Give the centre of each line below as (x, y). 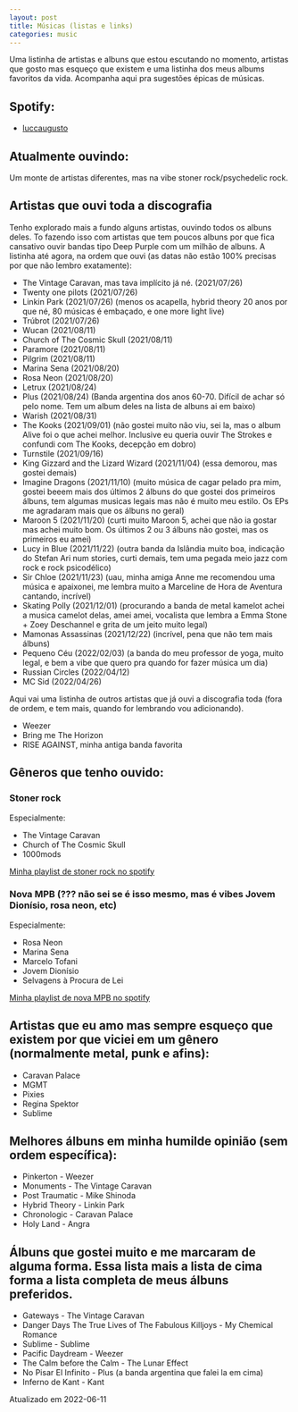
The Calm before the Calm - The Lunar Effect (105, 1363)
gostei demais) (50, 472)
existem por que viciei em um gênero (114, 1040)
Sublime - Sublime (56, 1344)
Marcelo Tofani (50, 961)
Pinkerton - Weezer (58, 1177)
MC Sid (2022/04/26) (62, 681)
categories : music (43, 34)
